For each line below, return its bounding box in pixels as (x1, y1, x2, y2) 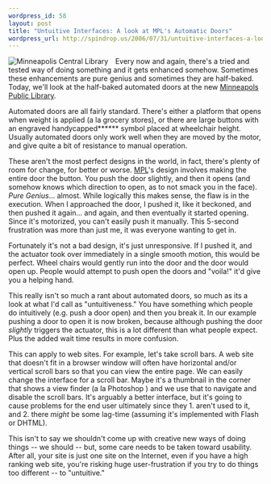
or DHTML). (8, 418, 48, 428)
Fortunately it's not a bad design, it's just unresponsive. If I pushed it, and (8, 241, 252, 250)
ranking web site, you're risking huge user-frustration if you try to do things (8, 460, 259, 469)
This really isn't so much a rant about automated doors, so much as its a (8, 291, 248, 301)
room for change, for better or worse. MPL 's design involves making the (8, 165, 248, 175)
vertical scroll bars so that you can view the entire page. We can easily (8, 367, 244, 377)
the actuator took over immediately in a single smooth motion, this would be (8, 250, 261, 259)
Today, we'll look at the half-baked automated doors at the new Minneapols (8, 82, 259, 92)
